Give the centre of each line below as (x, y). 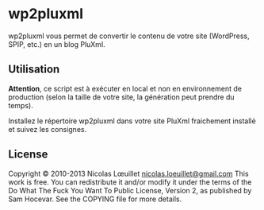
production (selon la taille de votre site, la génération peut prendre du (121, 97)
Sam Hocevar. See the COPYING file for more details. (95, 199)
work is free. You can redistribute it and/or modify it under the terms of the (130, 182)
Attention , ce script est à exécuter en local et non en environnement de (125, 88)
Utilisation (34, 70)
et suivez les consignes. (48, 129)
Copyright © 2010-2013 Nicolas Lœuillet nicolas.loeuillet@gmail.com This (128, 173)
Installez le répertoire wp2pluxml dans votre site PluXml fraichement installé (132, 121)
